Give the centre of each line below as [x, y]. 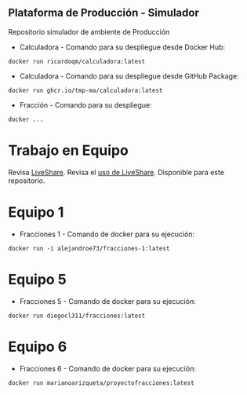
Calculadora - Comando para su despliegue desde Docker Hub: [122, 47]
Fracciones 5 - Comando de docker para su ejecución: [107, 301]
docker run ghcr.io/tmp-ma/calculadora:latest [85, 90]
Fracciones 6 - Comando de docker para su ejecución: [107, 368]
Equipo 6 [38, 347]
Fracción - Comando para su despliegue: [86, 104]
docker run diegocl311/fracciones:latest [77, 316]
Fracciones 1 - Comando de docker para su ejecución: [107, 234]
